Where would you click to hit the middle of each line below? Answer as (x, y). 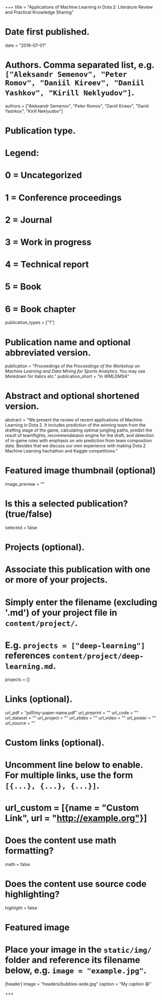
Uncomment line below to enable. (74, 765)
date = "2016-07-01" (26, 45)
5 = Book (23, 287)
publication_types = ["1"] (30, 322)
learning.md (29, 667)
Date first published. (47, 32)
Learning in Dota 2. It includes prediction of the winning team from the (75, 425)
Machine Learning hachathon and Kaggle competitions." (61, 451)
